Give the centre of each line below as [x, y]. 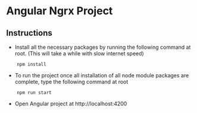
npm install [32, 64]
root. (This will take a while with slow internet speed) [79, 54]
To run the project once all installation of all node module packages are [102, 75]
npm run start [34, 93]
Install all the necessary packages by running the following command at [103, 47]
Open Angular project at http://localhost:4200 [71, 103]
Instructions [29, 33]
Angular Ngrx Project [60, 11]
